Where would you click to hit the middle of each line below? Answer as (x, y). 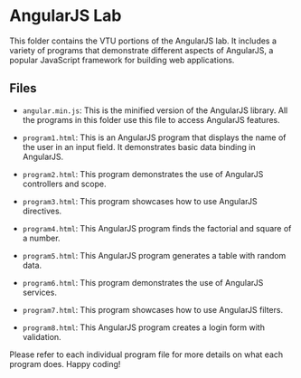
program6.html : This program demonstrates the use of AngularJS (143, 282)
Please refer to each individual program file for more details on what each (146, 354)
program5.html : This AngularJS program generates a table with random (154, 255)
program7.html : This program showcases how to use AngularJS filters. (152, 309)
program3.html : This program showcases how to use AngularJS (140, 201)
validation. (42, 336)
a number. (41, 238)
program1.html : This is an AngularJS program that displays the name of (154, 137)
